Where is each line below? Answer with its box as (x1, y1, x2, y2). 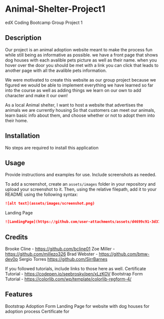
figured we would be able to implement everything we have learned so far (5, 82, 154, 88)
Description (5, 34, 41, 42)
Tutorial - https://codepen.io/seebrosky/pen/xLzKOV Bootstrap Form (5, 271, 143, 276)
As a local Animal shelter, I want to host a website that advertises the (5, 102, 143, 108)
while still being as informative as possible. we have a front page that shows (5, 52, 158, 58)
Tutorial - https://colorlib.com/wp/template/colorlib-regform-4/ (5, 276, 132, 282)
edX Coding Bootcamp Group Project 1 (5, 20, 83, 25)
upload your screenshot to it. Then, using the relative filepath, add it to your (5, 187, 157, 192)
